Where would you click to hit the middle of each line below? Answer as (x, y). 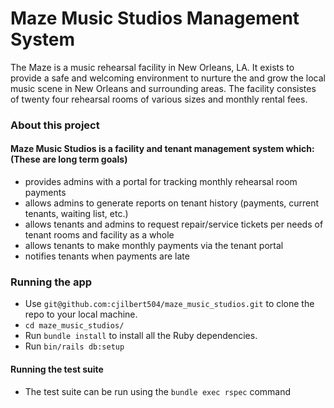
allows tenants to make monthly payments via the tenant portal (154, 246)
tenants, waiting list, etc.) (76, 214)
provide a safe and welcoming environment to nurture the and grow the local (168, 78)
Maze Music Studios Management (155, 18)
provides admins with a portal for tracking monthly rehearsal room (161, 182)
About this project (55, 125)
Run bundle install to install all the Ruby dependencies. (141, 336)
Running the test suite (57, 369)
